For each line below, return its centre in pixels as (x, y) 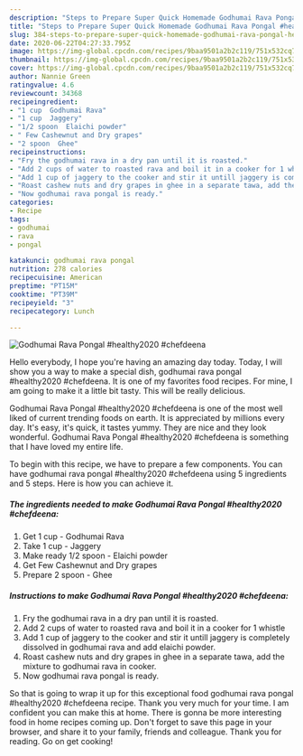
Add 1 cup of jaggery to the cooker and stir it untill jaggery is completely (156, 638)
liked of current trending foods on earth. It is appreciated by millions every (147, 418)
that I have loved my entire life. (66, 447)
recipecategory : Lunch (52, 311)
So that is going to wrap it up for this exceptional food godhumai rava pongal (151, 694)
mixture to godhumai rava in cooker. (89, 667)
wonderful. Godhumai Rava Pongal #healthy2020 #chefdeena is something (149, 437)
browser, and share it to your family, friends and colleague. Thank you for (146, 732)
